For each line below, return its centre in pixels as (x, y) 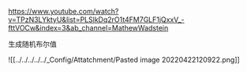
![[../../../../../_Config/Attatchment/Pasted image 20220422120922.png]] (124, 59)
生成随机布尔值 (32, 44)
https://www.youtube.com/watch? (64, 11)
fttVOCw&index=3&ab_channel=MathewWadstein (88, 28)
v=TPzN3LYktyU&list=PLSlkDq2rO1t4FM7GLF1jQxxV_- (96, 20)
